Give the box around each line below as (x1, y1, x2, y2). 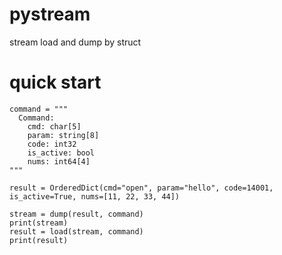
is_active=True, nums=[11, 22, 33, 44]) (9, 191, 181, 202)
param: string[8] (27, 130, 100, 140)
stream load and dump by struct (9, 36, 142, 48)
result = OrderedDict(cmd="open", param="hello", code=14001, (9, 183, 274, 193)
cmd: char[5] (27, 121, 82, 132)
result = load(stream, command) (9, 226, 144, 237)
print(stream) (9, 218, 69, 228)
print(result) (9, 235, 69, 245)
